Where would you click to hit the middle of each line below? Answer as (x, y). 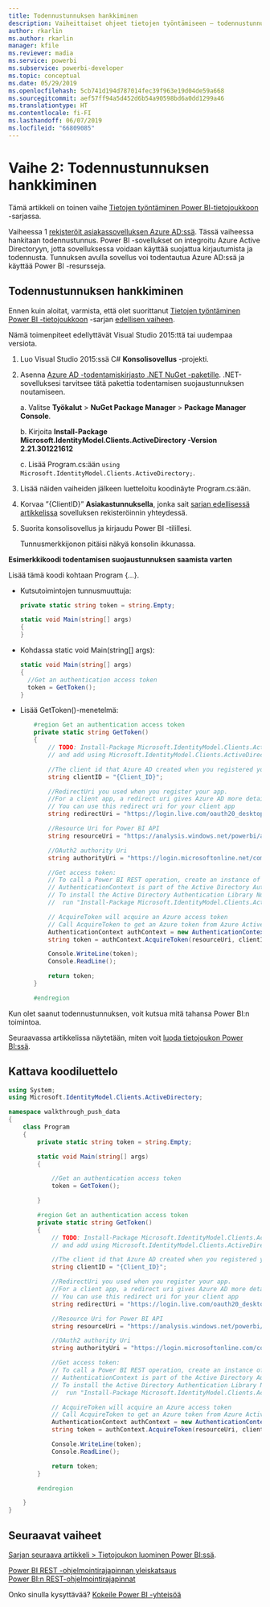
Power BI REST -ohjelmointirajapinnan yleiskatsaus (92, 1570)
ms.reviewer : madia (41, 53)
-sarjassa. (25, 216)
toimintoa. (25, 1022)
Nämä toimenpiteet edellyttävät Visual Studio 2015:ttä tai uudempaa (121, 334)
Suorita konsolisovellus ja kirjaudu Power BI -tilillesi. (106, 528)
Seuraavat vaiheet (55, 1535)
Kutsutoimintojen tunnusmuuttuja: (76, 590)
